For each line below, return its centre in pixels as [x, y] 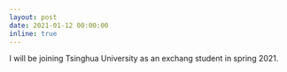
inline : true [33, 33]
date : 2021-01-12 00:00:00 [59, 25]
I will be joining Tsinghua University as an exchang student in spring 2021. [144, 59]
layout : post [33, 17]
